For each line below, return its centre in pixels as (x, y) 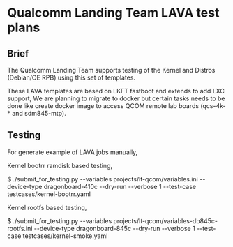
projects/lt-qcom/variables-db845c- (166, 220)
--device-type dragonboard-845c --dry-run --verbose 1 (114, 228)
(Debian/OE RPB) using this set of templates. (72, 77)
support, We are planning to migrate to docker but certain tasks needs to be (116, 98)
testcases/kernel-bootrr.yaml (49, 194)
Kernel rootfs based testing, (47, 207)
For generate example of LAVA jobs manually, (73, 152)
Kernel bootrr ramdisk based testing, (60, 165)
